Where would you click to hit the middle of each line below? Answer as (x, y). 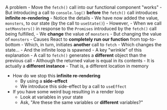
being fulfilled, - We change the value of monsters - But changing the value (83, 34)
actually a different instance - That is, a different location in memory (77, 66)
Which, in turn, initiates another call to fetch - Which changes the (93, 44)
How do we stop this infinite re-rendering (56, 76)
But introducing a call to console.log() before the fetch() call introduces (81, 13)
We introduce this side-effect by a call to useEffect (73, 86)
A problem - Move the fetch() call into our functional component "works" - (83, 7)
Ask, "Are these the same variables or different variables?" (81, 102)
